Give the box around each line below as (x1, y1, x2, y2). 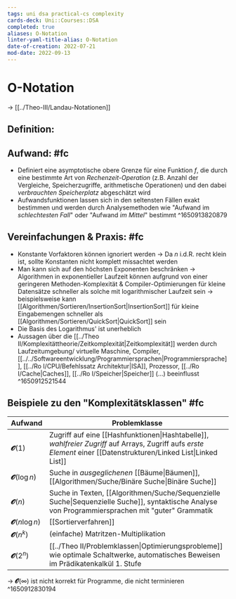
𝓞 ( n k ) (11, 528, 29, 539)
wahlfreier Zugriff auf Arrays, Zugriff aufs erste (48, 439, 204, 449)
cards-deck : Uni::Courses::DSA (7, 17, 99, 24)
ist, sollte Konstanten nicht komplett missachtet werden (17, 257, 178, 266)
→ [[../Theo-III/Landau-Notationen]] (7, 103, 111, 111)
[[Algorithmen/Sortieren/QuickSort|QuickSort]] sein (17, 317, 166, 326)
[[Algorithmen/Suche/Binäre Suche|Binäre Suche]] (48, 476, 217, 486)
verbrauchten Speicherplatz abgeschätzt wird (17, 188, 151, 197)
